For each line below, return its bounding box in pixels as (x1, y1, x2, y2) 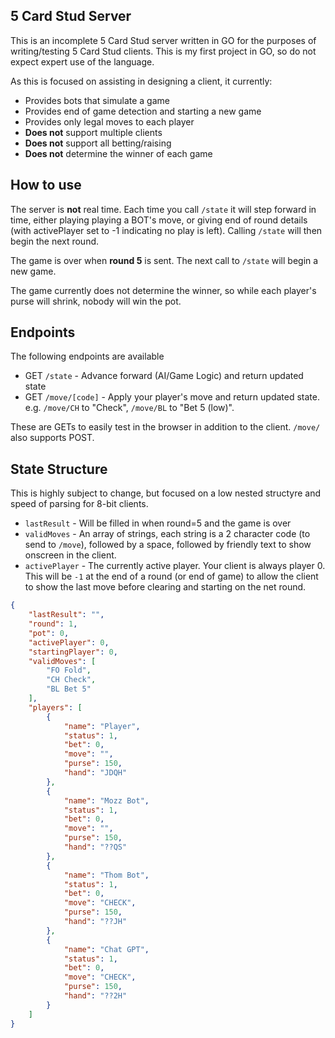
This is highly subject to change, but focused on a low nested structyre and (10, 487, 321, 499)
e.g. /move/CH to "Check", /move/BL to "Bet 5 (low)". (24, 402, 235, 414)
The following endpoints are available (10, 350, 165, 363)
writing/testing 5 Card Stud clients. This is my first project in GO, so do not (10, 45, 317, 57)
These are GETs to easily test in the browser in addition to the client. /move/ (10, 421, 321, 433)
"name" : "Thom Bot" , (63, 870, 150, 880)
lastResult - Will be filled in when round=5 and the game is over (24, 517, 292, 529)
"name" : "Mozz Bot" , (63, 795, 150, 806)
